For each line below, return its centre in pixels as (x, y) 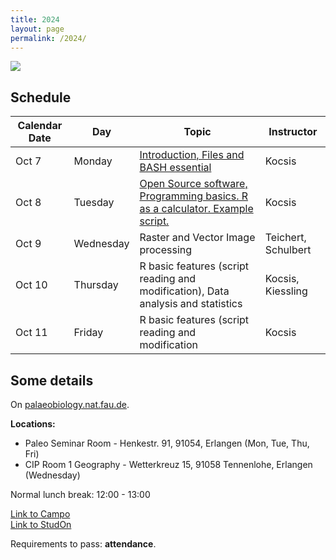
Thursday (96, 285)
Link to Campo (40, 514)
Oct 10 (31, 285)
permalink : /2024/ (48, 38)
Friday (88, 333)
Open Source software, (193, 184)
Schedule (41, 97)
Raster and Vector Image (197, 238)
